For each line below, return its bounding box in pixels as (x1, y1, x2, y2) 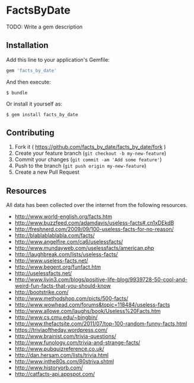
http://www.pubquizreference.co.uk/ (14, 345, 104, 353)
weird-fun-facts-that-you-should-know (14, 282, 111, 289)
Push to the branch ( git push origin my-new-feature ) (14, 162, 147, 170)
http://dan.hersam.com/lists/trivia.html (14, 352, 109, 359)
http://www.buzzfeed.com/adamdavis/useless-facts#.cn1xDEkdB (14, 219, 174, 226)
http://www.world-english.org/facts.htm (14, 213, 113, 220)
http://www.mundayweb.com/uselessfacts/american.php (14, 244, 154, 252)
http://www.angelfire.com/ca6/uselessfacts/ (14, 238, 123, 245)
